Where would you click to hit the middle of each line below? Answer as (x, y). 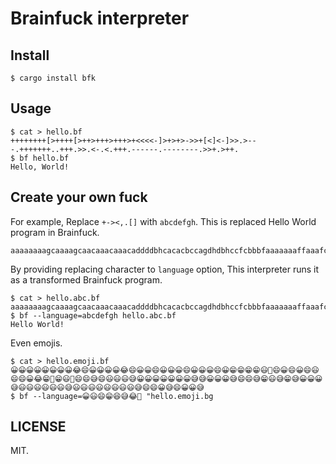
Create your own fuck (79, 197)
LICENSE (38, 427)
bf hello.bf (44, 158)
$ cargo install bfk (53, 78)
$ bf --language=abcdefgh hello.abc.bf (93, 315)
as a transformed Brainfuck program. (86, 279)
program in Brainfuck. (55, 232)
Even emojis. (36, 343)
